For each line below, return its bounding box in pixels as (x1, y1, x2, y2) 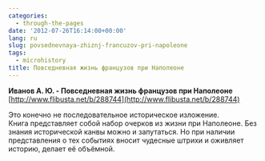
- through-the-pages (15, 19, 84, 27)
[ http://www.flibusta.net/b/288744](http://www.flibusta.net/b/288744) (8, 94, 240, 104)
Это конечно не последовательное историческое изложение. (8, 110, 220, 119)
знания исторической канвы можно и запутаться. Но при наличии (8, 127, 235, 136)
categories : (8, 11, 48, 20)
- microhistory (15, 57, 66, 65)
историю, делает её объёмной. (8, 143, 115, 153)
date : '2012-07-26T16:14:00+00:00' (8, 26, 127, 34)
